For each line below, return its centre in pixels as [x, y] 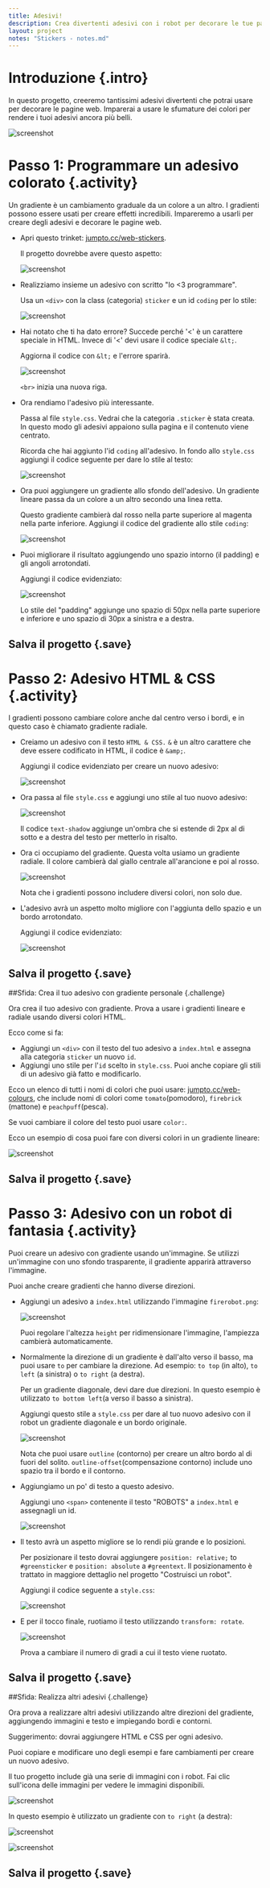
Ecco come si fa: [36, 1033]
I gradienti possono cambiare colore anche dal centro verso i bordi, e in [127, 718]
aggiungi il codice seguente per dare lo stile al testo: [106, 459]
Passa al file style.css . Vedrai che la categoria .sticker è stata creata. [137, 418]
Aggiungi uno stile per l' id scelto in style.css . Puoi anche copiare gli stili [140, 1065]
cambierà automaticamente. [66, 1341]
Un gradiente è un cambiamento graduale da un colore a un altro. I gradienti [134, 205]
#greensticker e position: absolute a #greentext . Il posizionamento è [136, 1566]
